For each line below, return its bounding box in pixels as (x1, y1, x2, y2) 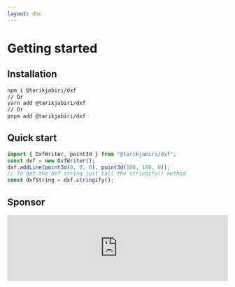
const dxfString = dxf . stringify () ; (7, 176, 114, 184)
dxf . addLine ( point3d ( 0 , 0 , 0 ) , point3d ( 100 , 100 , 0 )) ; (7, 164, 171, 171)
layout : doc (7, 10, 42, 17)
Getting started (7, 40, 98, 56)
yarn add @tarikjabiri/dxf (7, 99, 86, 107)
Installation (7, 68, 57, 80)
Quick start (7, 132, 57, 144)
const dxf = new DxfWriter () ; (7, 157, 96, 164)
